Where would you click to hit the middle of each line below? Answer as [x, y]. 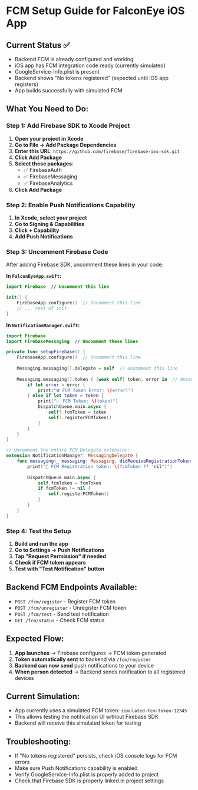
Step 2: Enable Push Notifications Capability [71, 205]
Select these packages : [44, 164]
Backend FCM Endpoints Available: [72, 587]
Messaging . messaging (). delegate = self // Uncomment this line [97, 369]
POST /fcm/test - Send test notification [62, 614]
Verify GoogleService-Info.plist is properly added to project [87, 775]
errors [22, 762]
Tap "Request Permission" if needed [60, 556]
